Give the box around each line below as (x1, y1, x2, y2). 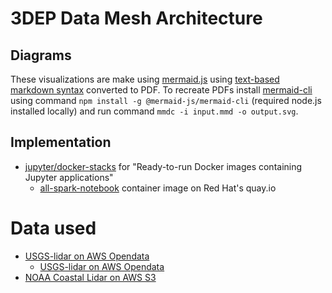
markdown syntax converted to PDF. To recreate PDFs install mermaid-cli (10, 84, 313, 96)
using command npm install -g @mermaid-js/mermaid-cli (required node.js (10, 95, 322, 106)
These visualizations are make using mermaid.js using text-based (10, 73, 280, 85)
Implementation (10, 134, 112, 151)
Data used (10, 217, 97, 239)
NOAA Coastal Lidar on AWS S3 (24, 271, 157, 283)
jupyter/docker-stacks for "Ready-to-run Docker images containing (24, 160, 303, 172)
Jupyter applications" (24, 171, 114, 183)
